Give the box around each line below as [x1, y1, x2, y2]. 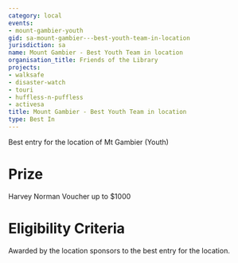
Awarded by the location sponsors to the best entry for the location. [8, 245, 231, 255]
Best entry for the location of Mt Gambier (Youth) [8, 137, 170, 147]
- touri [8, 85, 34, 94]
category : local [8, 11, 62, 20]
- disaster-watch [8, 78, 66, 86]
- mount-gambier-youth [8, 26, 84, 34]
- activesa [8, 100, 45, 108]
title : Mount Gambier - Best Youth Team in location [8, 108, 187, 116]
